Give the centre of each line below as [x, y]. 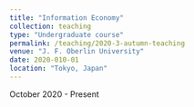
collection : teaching [51, 26]
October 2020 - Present [55, 94]
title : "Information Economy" [67, 18]
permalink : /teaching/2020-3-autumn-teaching [97, 43]
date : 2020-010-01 [44, 60]
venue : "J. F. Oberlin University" [77, 52]
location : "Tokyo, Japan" [58, 69]
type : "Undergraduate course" [67, 34]
